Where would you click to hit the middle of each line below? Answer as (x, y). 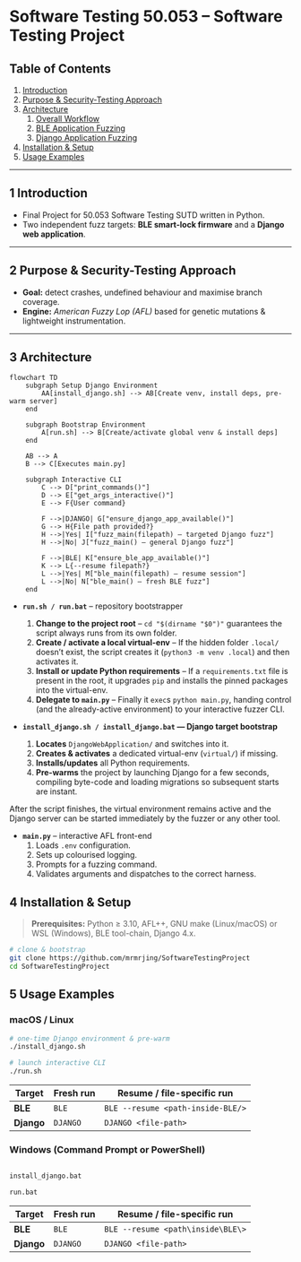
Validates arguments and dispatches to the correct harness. (146, 874)
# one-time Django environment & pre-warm (90, 1038)
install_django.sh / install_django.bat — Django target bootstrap (150, 727)
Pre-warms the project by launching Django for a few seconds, (152, 773)
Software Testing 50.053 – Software (146, 17)
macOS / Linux (42, 1020)
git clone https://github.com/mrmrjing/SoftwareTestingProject (130, 958)
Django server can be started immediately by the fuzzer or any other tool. (145, 818)
